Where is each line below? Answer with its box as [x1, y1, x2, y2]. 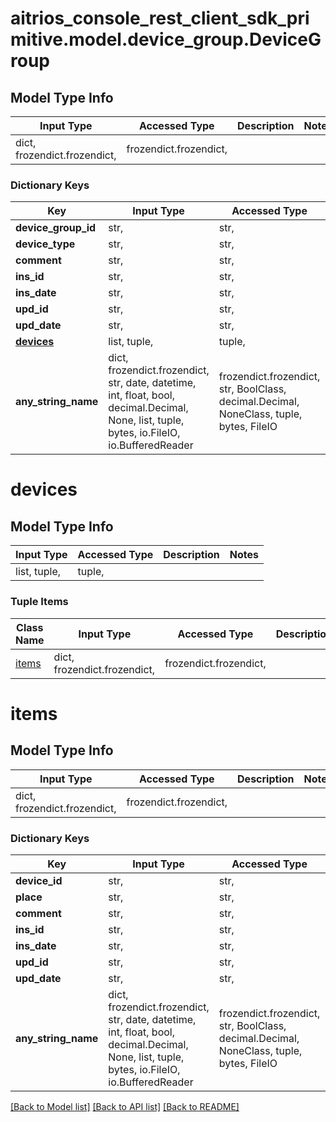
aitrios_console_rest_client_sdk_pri [10, 7, 310, 30]
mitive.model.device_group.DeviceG [10, 28, 322, 51]
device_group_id [15, 221, 97, 235]
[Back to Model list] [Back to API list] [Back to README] [10, 1100, 240, 1112]
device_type [15, 237, 76, 251]
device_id [15, 873, 63, 887]
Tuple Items [10, 595, 69, 609]
